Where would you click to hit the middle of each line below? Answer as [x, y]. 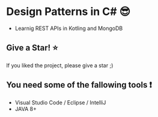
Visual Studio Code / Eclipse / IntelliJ [60, 102]
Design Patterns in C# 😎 [68, 12]
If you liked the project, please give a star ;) [60, 65]
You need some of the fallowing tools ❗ [79, 85]
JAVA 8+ [26, 109]
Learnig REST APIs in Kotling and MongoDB [69, 28]
